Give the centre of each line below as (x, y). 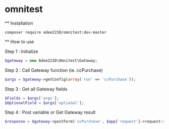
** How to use (19, 42)
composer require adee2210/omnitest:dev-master (56, 32)
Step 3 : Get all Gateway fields (36, 89)
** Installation (19, 23)
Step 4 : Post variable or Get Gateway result (50, 112)
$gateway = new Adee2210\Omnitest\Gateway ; (51, 60)
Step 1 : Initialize (21, 51)
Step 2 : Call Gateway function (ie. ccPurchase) (54, 70)
